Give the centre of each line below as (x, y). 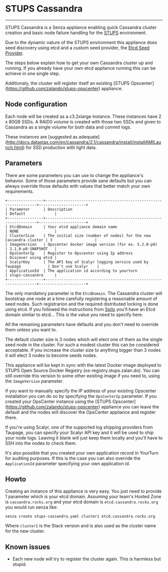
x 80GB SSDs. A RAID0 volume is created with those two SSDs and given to (83, 121)
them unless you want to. (31, 330)
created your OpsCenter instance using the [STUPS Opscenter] (70, 401)
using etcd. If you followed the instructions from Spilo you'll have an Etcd (80, 309)
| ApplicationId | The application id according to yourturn (71, 271)
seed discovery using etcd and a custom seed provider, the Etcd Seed (77, 48)
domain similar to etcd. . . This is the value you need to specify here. (74, 315)
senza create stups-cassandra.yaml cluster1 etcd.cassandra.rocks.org (80, 517)
